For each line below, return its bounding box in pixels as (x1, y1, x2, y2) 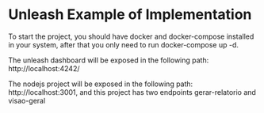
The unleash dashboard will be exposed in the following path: (8, 55, 209, 65)
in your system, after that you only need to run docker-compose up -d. (8, 40, 239, 49)
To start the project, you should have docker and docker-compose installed (8, 32, 254, 41)
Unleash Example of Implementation (8, 6, 252, 24)
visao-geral (8, 96, 46, 105)
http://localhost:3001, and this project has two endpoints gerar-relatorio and (8, 87, 256, 96)
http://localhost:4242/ (8, 63, 80, 73)
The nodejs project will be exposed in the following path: (8, 79, 193, 89)
